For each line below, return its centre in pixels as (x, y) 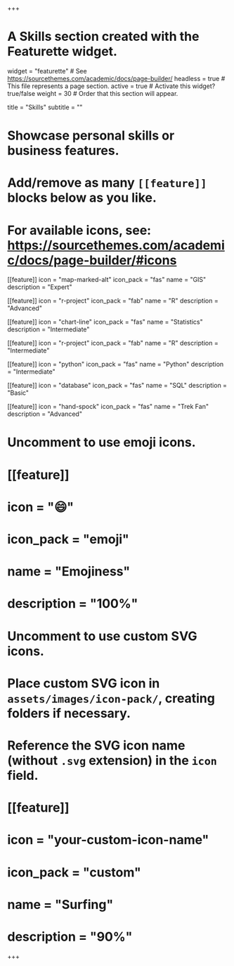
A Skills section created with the (103, 37)
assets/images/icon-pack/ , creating (111, 698)
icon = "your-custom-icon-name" (108, 840)
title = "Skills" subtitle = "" (45, 107)
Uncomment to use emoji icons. (102, 442)
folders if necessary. (69, 713)
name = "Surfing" (60, 904)
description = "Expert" (40, 287)
